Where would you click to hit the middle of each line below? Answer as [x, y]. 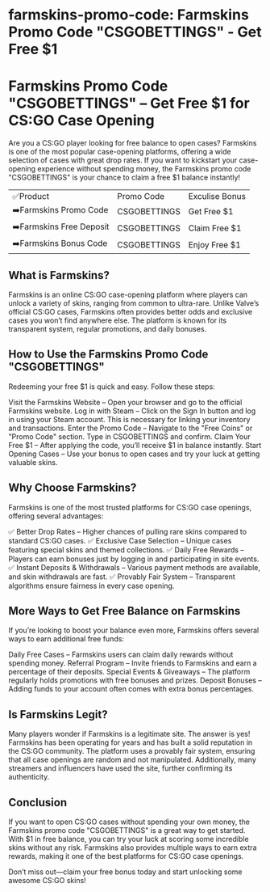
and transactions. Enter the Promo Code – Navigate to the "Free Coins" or [131, 428]
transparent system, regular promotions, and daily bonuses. [108, 328]
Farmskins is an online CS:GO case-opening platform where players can [128, 294]
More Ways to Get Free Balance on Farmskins [125, 611]
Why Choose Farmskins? [73, 488]
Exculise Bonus [217, 197]
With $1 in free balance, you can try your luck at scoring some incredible [129, 839]
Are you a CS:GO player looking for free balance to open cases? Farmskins [133, 143]
